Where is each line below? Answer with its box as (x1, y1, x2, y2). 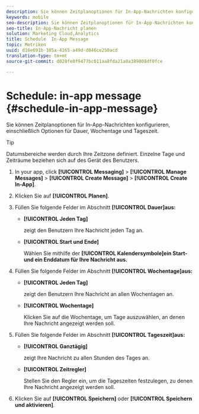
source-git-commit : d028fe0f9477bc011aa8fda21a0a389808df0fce (6, 58, 163, 64)
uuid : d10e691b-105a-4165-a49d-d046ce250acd (6, 47, 118, 53)
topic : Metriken (6, 42, 46, 48)
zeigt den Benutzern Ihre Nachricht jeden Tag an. (23, 227, 144, 234)
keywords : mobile (6, 14, 49, 20)
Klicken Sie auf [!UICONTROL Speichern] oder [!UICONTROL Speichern (14, 395, 192, 402)
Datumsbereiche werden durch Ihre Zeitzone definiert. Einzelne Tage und (6, 151, 185, 158)
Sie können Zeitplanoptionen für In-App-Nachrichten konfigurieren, (6, 121, 171, 128)
